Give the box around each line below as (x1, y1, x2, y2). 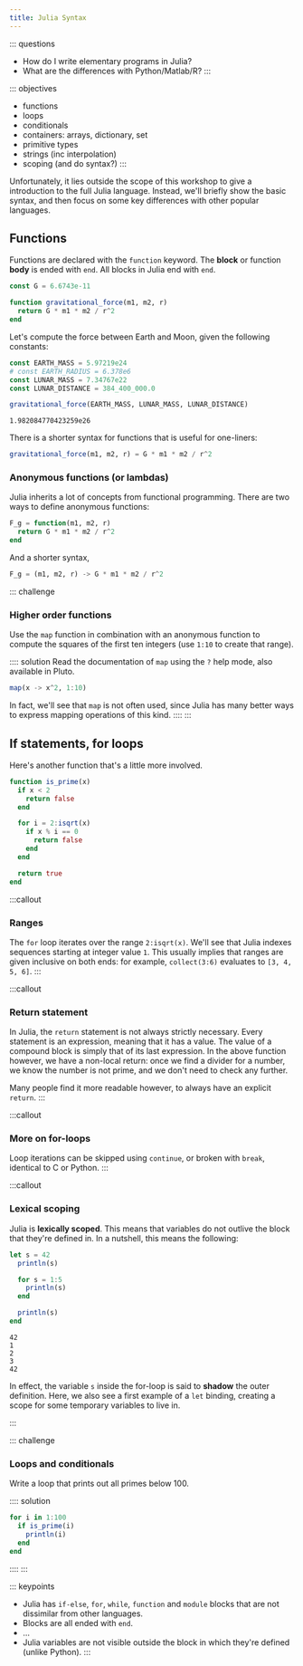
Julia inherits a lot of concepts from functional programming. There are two (9, 492, 290, 503)
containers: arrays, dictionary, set (22, 129, 148, 140)
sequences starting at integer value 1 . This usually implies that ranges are (9, 946, 284, 957)
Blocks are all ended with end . (22, 1617, 134, 1628)
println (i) (25, 1529, 67, 1539)
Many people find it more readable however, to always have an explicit (9, 1083, 271, 1094)
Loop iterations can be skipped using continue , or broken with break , (9, 1153, 265, 1163)
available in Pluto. (9, 666, 75, 677)
